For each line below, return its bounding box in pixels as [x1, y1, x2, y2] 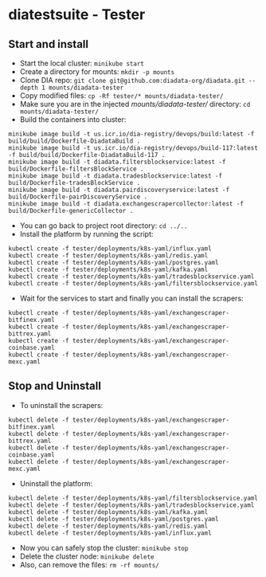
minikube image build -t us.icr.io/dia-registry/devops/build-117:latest [8, 144, 259, 152]
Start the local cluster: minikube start [19, 58, 145, 68]
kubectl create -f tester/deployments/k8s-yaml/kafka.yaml [8, 265, 209, 273]
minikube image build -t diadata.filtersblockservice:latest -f [8, 158, 226, 166]
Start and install [8, 37, 89, 51]
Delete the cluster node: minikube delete [19, 551, 155, 561]
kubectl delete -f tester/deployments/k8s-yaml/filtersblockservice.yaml [8, 494, 259, 502]
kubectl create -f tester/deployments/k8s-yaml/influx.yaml [8, 245, 213, 253]
